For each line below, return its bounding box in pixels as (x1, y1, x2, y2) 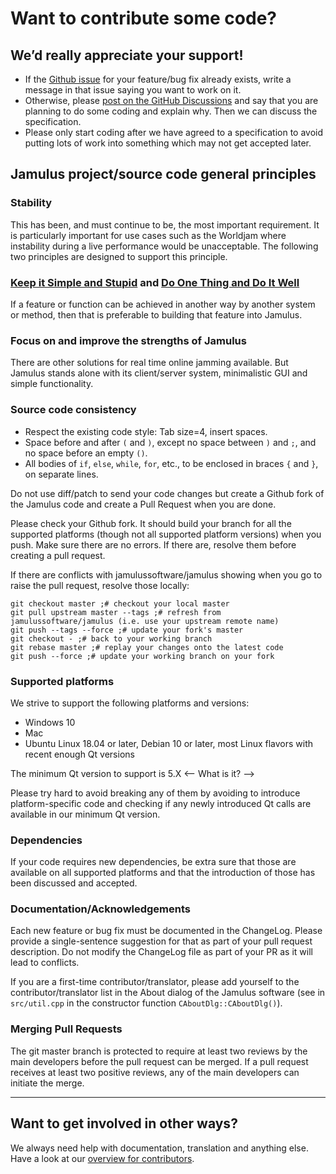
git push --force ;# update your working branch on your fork (10, 651, 275, 661)
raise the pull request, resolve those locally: (10, 579, 190, 591)
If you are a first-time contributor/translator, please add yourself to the (10, 976, 300, 988)
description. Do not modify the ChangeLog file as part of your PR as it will (10, 946, 313, 958)
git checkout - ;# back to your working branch (10, 633, 213, 644)
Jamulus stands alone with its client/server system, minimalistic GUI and (10, 367, 308, 379)
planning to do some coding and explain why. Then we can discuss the (24, 105, 318, 117)
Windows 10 (24, 716, 76, 728)
